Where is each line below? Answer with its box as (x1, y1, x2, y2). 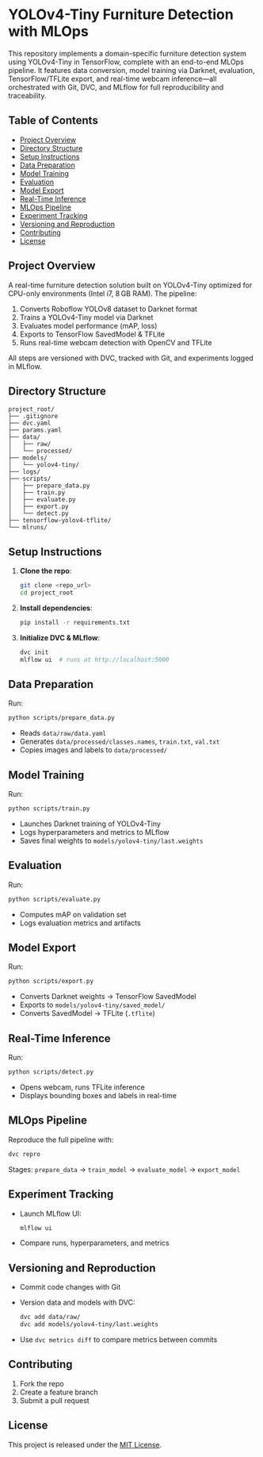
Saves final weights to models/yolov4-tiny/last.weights (19, 836, 204, 845)
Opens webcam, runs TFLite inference (19, 1082, 145, 1092)
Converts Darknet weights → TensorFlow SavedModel (19, 992, 196, 1001)
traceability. (8, 90, 47, 100)
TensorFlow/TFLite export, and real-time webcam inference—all (8, 74, 217, 83)
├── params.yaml (8, 426, 62, 434)
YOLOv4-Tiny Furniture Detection (8, 6, 234, 24)
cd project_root (19, 589, 74, 597)
